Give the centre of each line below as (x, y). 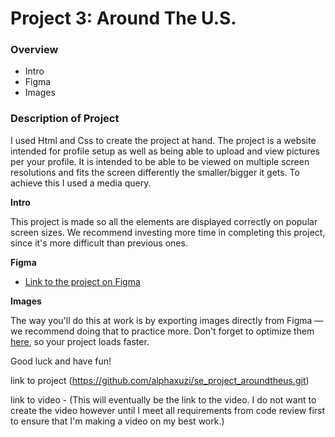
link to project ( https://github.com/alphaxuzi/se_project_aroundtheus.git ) (160, 380)
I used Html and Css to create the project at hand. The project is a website (163, 140)
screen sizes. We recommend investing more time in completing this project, (168, 232)
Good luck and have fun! (61, 361)
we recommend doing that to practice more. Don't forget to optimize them (162, 331)
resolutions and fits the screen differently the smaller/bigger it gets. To (155, 172)
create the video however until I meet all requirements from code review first (168, 410)
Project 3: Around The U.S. (123, 18)
